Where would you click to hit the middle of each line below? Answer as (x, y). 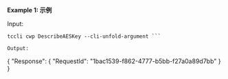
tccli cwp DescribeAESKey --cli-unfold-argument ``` (84, 36)
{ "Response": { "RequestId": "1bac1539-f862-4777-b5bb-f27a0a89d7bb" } (114, 61)
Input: (15, 24)
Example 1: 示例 (30, 10)
